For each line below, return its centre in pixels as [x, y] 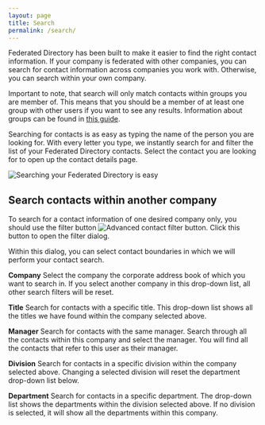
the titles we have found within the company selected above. [108, 316]
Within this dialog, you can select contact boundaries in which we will [122, 252]
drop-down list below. [44, 381]
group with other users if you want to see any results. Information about [125, 110]
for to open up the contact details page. [73, 160]
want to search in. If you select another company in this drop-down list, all [129, 284]
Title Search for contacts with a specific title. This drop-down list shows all [131, 307]
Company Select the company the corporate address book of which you [127, 276]
